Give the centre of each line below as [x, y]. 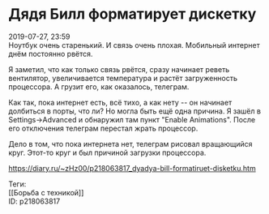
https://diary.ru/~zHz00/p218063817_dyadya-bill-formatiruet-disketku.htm [132, 168]
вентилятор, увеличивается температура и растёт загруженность [123, 78]
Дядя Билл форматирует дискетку [132, 14]
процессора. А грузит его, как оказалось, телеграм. [99, 87]
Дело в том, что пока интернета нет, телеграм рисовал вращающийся [130, 143]
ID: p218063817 [34, 201]
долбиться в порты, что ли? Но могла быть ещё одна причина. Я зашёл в [135, 111]
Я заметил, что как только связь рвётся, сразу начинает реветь [119, 69]
